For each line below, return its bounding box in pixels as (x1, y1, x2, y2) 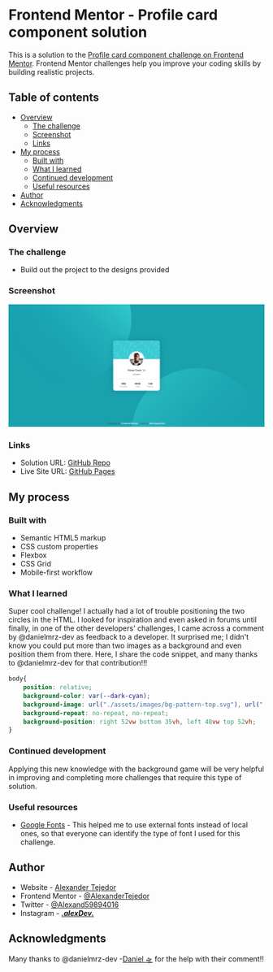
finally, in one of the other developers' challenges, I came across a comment (8, 623, 265, 633)
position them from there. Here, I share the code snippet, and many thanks (8, 649, 258, 659)
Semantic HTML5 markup (19, 532, 106, 542)
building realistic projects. (8, 67, 95, 76)
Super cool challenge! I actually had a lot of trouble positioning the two (8, 606, 245, 616)
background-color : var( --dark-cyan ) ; (23, 692, 151, 700)
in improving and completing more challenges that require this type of (8, 772, 242, 782)
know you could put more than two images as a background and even (8, 640, 242, 651)
